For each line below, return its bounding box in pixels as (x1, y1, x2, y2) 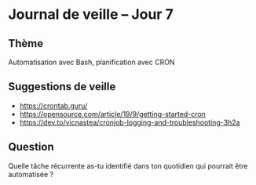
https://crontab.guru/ (19, 100, 88, 111)
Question (8, 140, 54, 154)
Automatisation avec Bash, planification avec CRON (8, 57, 175, 67)
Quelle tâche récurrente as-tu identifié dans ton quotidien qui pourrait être (8, 161, 248, 170)
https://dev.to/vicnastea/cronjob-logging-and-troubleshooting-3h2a (19, 118, 240, 127)
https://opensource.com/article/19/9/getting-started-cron (19, 109, 207, 118)
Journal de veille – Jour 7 (8, 5, 174, 24)
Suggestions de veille (8, 80, 116, 93)
